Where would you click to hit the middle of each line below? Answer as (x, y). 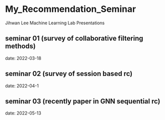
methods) (21, 46)
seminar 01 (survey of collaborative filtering (74, 38)
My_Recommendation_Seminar (71, 9)
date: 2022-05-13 (23, 113)
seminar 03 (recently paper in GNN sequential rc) (83, 101)
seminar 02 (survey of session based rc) (69, 74)
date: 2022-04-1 (22, 86)
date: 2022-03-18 (23, 58)
